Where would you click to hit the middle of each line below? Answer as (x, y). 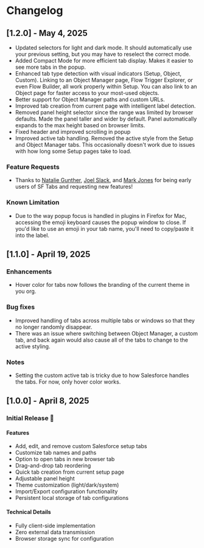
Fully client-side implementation (55, 525)
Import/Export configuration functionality (66, 491)
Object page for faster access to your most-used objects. (87, 93)
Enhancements (29, 272)
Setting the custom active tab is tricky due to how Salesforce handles (102, 375)
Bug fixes (21, 307)
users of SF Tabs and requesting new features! (74, 187)
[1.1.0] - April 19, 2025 (48, 254)
